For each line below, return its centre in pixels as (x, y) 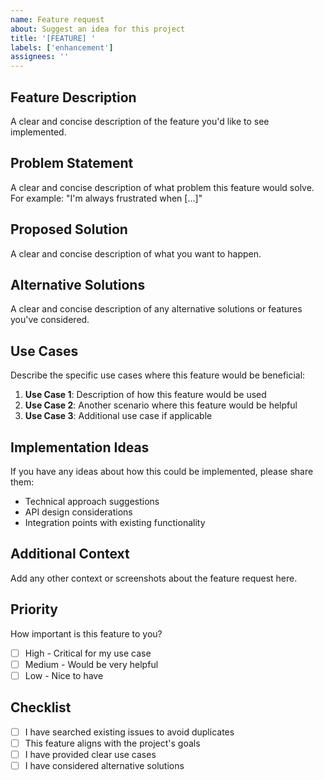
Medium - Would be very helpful (91, 664)
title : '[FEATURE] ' (53, 38)
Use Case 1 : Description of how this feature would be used (145, 395)
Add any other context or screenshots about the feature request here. (154, 578)
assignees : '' (40, 57)
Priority (34, 609)
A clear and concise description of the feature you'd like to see (140, 121)
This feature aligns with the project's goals (112, 743)
